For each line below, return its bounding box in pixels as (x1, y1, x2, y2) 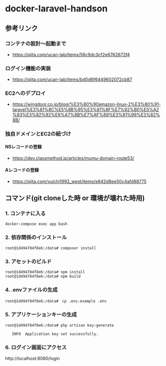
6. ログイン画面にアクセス (5, 344, 67, 351)
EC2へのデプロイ (5, 90, 46, 97)
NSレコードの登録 (5, 143, 42, 149)
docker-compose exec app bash (5, 222, 68, 227)
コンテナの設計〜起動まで (5, 40, 66, 47)
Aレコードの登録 (5, 167, 39, 173)
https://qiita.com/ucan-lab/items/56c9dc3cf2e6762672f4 (12, 52, 130, 58)
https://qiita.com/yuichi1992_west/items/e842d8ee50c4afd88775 (12, 178, 147, 184)
